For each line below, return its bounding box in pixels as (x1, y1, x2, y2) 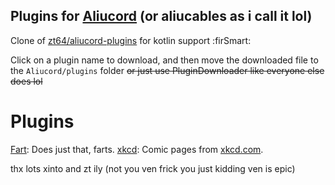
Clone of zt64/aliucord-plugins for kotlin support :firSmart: (10, 34, 252, 46)
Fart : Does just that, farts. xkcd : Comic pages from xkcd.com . (10, 143, 264, 155)
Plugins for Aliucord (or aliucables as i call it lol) (10, 8, 313, 25)
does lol (10, 75, 43, 87)
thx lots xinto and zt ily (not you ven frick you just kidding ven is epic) (10, 162, 296, 174)
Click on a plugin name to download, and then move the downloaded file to (10, 54, 319, 66)
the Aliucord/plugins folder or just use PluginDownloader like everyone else (10, 64, 325, 76)
